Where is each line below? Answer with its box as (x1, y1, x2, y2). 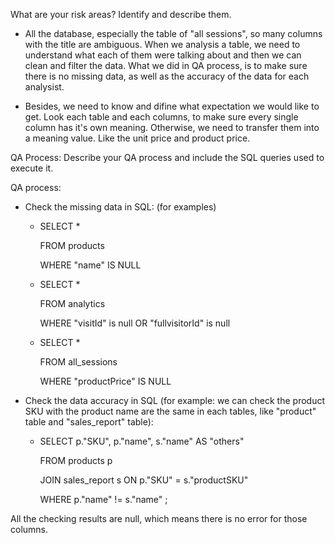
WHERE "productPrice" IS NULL (39, 375, 172, 387)
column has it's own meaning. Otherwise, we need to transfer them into (24, 122, 320, 133)
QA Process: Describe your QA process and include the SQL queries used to (10, 152, 325, 163)
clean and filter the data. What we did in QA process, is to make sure (24, 60, 308, 71)
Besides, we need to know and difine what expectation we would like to (24, 100, 320, 112)
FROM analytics (39, 298, 106, 309)
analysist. (24, 81, 65, 93)
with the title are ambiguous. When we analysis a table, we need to (24, 39, 301, 50)
